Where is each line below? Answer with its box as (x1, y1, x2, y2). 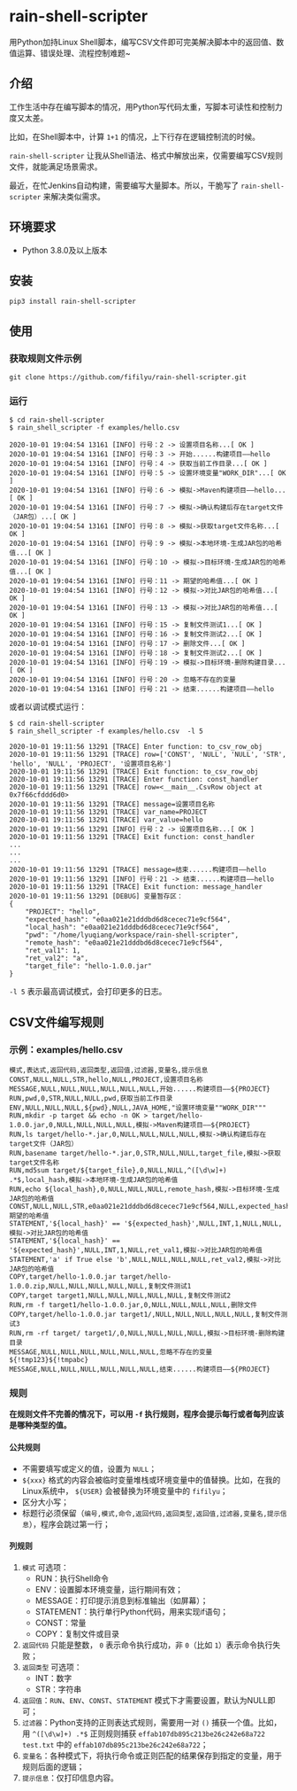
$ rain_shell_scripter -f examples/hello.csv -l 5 (9, 727, 203, 736)
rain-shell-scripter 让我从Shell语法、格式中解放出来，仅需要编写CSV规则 (9, 150, 284, 160)
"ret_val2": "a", (25, 954, 89, 963)
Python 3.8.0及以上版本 (21, 245, 108, 255)
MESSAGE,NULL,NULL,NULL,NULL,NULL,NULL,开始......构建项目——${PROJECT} (9, 1085, 271, 1094)
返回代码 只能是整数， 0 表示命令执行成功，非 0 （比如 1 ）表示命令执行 (21, 1639, 273, 1650)
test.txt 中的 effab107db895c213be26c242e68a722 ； (21, 1739, 209, 1749)
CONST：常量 (34, 1617, 87, 1628)
